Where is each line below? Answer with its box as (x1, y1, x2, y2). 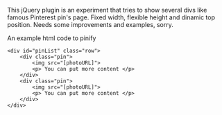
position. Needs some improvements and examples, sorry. (7, 21, 173, 28)
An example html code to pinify (7, 34, 96, 42)
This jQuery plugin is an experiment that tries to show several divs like (7, 6, 207, 14)
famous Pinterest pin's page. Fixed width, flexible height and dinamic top (7, 13, 216, 21)
